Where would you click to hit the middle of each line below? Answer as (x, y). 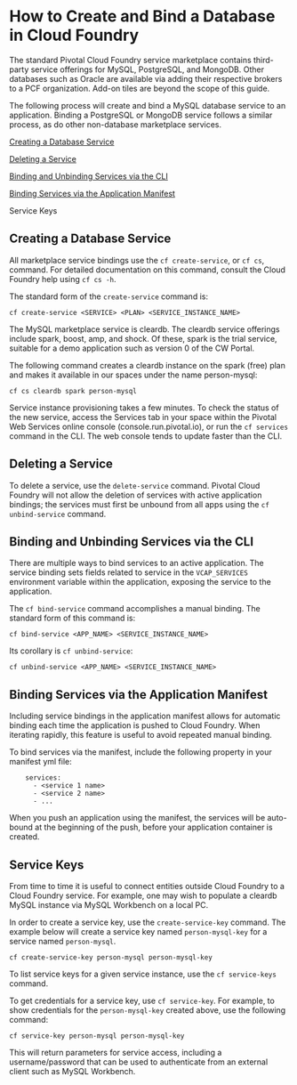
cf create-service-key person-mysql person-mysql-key (111, 958)
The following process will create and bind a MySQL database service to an (148, 105)
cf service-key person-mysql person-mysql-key (97, 1036)
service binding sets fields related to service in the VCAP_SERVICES (129, 572)
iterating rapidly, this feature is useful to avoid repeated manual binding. (141, 735)
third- (263, 60)
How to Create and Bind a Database (142, 16)
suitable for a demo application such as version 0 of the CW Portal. (132, 348)
